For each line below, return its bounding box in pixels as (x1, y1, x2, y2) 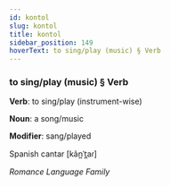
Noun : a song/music (9, 114, 85, 124)
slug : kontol (9, 21, 58, 30)
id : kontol (9, 13, 50, 22)
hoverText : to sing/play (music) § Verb (9, 46, 162, 55)
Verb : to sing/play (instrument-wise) (9, 96, 142, 107)
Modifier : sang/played (9, 131, 92, 141)
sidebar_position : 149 (9, 38, 93, 47)
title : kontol (9, 30, 62, 38)
